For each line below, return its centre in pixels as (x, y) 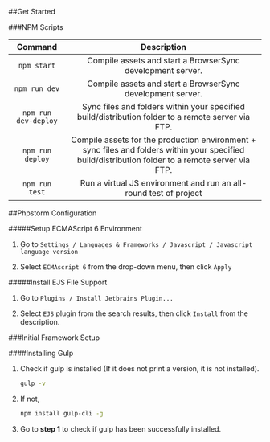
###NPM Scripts (36, 27)
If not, (30, 399)
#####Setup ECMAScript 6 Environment (75, 229)
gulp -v (33, 383)
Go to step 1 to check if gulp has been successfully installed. (121, 428)
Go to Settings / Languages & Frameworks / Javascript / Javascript (136, 244)
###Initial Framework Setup (54, 338)
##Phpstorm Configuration (53, 213)
